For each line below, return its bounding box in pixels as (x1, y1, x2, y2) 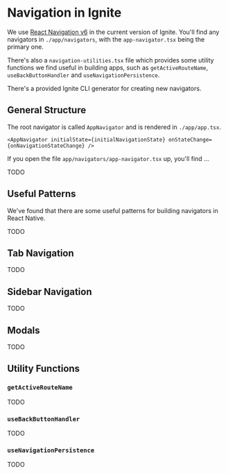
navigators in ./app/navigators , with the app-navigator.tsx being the (7, 35, 205, 43)
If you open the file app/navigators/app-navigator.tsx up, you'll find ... (7, 154, 209, 162)
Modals (7, 324, 40, 336)
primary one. (7, 42, 44, 51)
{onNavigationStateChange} (7, 142, 85, 149)
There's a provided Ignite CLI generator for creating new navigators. (7, 84, 202, 92)
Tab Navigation (7, 247, 74, 259)
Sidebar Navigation (7, 286, 92, 298)
